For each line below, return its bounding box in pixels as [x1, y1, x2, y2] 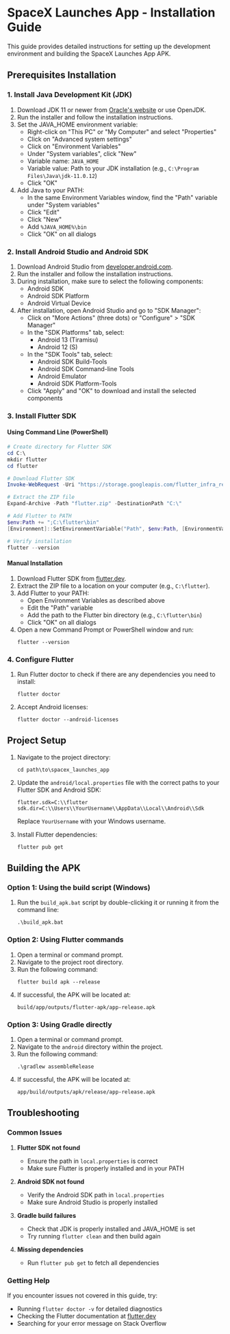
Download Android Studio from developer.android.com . [16, 263, 173, 271]
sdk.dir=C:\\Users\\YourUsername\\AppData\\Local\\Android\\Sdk [16, 805, 205, 812]
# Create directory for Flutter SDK [7, 443, 112, 451]
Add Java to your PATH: [16, 186, 84, 194]
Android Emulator [37, 372, 87, 380]
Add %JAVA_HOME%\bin [27, 222, 87, 231]
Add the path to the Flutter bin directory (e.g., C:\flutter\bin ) [27, 610, 203, 619]
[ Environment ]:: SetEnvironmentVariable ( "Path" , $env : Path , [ [7, 525, 186, 532]
